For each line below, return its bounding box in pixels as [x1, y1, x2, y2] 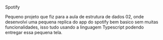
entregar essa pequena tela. [5, 30, 63, 35]
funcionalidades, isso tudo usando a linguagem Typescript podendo [5, 24, 144, 30]
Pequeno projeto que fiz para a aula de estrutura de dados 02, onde [5, 14, 144, 19]
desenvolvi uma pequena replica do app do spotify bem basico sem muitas [5, 19, 159, 25]
